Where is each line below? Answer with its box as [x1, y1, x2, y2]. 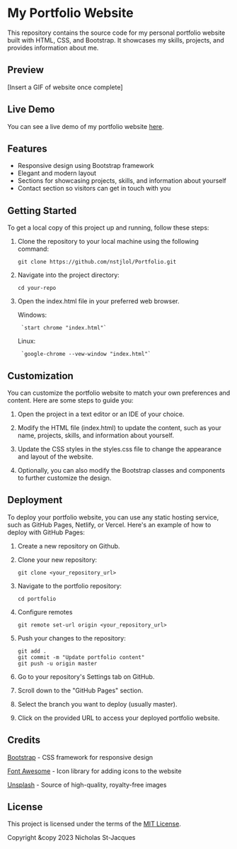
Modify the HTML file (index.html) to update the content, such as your [17, 424, 221, 432]
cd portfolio [17, 595, 57, 602]
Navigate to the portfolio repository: [17, 581, 122, 590]
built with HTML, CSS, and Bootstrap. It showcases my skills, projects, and [7, 35, 224, 44]
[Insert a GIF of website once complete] [7, 83, 123, 91]
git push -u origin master [17, 660, 98, 667]
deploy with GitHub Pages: [7, 528, 85, 536]
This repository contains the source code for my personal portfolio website [7, 28, 226, 37]
